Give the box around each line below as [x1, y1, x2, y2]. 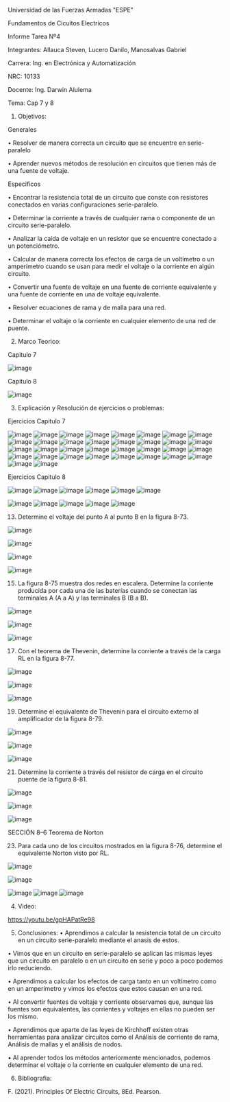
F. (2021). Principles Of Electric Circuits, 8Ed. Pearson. [8, 1088, 162, 1095]
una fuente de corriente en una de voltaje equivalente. [8, 290, 161, 298]
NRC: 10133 [8, 72, 40, 80]
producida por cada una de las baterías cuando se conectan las [17, 587, 198, 594]
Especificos [8, 180, 41, 188]
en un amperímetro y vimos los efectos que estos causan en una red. [8, 985, 203, 992]
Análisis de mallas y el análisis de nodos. [8, 1040, 123, 1048]
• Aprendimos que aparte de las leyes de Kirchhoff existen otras [8, 1026, 189, 1033]
